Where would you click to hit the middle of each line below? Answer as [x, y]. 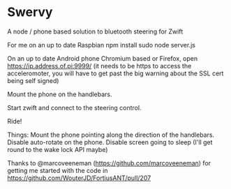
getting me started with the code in [58, 170]
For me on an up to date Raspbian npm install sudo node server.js [101, 45]
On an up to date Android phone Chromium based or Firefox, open [103, 58]
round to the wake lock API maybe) [58, 149]
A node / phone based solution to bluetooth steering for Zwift [95, 31]
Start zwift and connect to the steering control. [74, 107]
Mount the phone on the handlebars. [60, 94]
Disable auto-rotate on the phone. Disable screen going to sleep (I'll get [110, 142]
